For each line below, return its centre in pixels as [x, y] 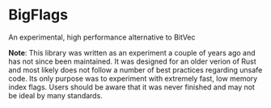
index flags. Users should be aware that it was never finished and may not [131, 87]
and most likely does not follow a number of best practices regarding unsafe [135, 69]
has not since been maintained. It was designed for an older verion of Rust [132, 61]
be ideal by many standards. [55, 95]
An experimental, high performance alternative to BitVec [102, 37]
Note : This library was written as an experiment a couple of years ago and [132, 52]
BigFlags [38, 15]
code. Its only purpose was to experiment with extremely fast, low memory [133, 78]
